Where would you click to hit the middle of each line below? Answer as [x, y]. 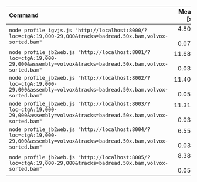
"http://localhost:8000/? [111, 30]
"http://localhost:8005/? [114, 157]
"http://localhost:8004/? [114, 129]
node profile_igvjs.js [40, 30]
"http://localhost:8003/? [114, 104]
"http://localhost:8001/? [114, 52]
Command [24, 15]
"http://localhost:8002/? [114, 78]
